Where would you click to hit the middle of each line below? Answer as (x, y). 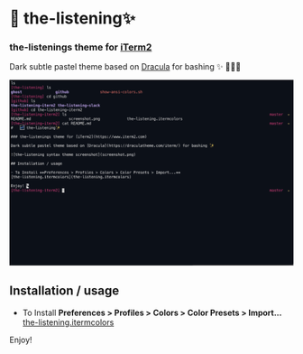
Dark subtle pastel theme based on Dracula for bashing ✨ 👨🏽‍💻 (125, 67)
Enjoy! (21, 340)
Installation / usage (64, 291)
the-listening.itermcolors (68, 322)
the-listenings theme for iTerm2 (81, 47)
